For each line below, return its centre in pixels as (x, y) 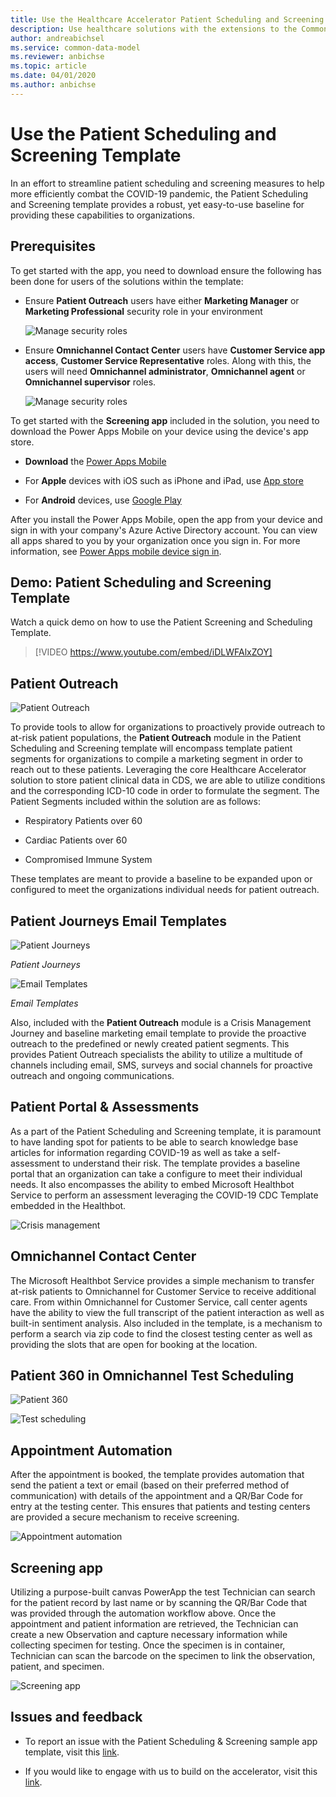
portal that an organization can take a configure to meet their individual (156, 1173)
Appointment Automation (91, 1450)
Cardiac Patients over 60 (76, 840)
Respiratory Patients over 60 (83, 821)
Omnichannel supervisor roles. (90, 382)
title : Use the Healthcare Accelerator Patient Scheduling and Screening (167, 19)
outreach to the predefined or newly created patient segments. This (150, 1043)
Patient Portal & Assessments (105, 1107)
